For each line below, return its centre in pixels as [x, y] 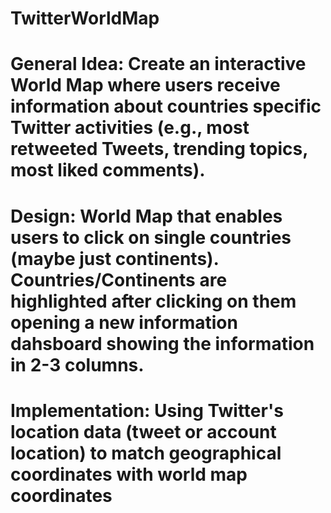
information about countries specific [166, 106]
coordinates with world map [129, 474]
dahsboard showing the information [162, 343]
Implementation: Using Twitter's [147, 410]
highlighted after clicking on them [153, 301]
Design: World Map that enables [146, 216]
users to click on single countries [151, 237]
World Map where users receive [145, 85]
